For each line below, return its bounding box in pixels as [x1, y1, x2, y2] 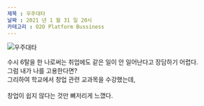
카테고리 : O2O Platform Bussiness [7, 23, 104, 30]
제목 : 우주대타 [7, 10, 46, 17]
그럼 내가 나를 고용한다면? [7, 67, 78, 75]
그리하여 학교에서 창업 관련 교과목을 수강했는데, [7, 75, 136, 84]
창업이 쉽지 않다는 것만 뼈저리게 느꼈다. [7, 91, 113, 100]
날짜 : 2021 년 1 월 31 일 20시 [7, 17, 93, 24]
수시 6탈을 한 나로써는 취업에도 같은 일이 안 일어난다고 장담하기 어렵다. [7, 58, 198, 66]
